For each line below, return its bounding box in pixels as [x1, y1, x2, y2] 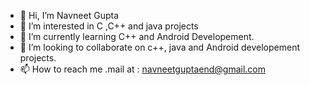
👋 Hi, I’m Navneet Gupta [19, 10, 119, 21]
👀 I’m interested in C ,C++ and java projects [19, 20, 199, 32]
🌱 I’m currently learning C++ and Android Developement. [19, 31, 255, 42]
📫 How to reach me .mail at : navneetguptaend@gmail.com [19, 63, 267, 75]
